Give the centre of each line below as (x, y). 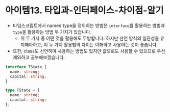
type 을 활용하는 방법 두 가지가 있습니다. (52, 32)
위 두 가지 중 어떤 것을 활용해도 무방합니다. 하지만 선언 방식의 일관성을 (90, 38)
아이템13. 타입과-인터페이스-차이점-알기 (85, 10)
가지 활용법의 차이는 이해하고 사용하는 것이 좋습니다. (106, 44)
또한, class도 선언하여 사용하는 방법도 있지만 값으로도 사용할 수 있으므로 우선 (89, 51)
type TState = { (22, 90)
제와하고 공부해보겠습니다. (39, 57)
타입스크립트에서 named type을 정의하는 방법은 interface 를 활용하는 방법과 (89, 25)
